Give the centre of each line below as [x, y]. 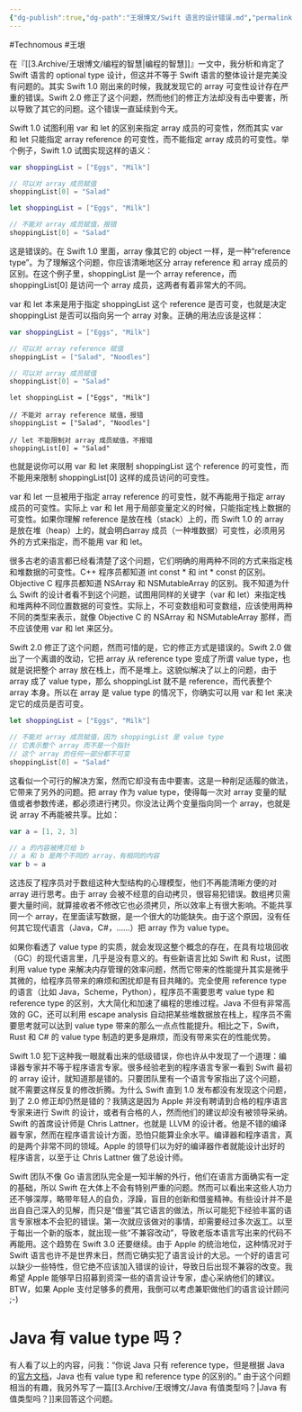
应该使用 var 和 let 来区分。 [67, 629]
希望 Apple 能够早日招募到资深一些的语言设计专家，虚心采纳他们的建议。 [145, 1278]
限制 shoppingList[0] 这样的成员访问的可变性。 [127, 477]
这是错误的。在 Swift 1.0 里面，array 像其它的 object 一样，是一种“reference [150, 251]
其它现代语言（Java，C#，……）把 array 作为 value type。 [125, 928]
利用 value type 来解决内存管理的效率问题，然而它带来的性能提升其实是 [141, 970]
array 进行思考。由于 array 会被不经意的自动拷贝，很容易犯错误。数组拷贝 [146, 894]
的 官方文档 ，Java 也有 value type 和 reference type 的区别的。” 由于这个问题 [150, 1376]
